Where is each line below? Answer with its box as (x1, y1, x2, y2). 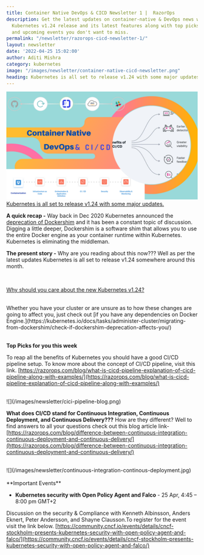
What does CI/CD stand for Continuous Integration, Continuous (6, 409, 169, 416)
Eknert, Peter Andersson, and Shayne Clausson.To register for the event (6, 515, 186, 523)
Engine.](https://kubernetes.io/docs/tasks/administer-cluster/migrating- (6, 317, 186, 325)
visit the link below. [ (6, 522, 58, 529)
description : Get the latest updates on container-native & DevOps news (6, 16, 194, 22)
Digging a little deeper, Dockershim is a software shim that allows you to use (6, 225, 197, 232)
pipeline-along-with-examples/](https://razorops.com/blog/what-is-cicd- (6, 373, 189, 380)
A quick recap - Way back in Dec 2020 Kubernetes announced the (6, 212, 174, 219)
